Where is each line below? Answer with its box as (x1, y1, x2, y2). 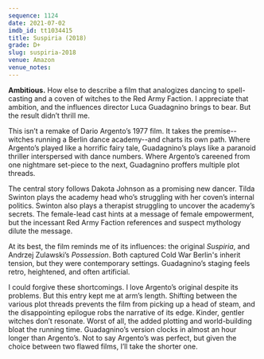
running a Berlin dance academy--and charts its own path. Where (35, 135, 250, 144)
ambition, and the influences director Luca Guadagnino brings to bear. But (8, 102, 251, 111)
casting (8, 93, 33, 103)
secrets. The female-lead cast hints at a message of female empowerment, (8, 209, 254, 219)
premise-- (204, 126, 237, 135)
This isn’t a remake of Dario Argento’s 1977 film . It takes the (8, 126, 203, 135)
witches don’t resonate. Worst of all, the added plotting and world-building (8, 316, 252, 326)
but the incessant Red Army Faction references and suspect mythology (8, 217, 242, 227)
